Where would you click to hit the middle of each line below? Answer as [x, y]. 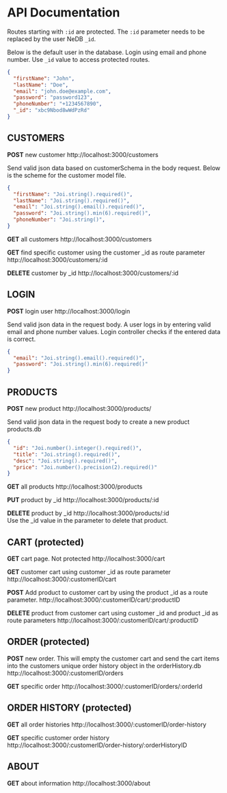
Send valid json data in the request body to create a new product [98, 422]
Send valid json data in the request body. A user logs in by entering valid [109, 324]
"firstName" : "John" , [44, 78]
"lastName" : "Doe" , [41, 85]
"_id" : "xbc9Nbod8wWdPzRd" [52, 110]
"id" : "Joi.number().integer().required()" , [78, 448]
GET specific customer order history [58, 737]
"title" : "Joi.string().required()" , [67, 454]
